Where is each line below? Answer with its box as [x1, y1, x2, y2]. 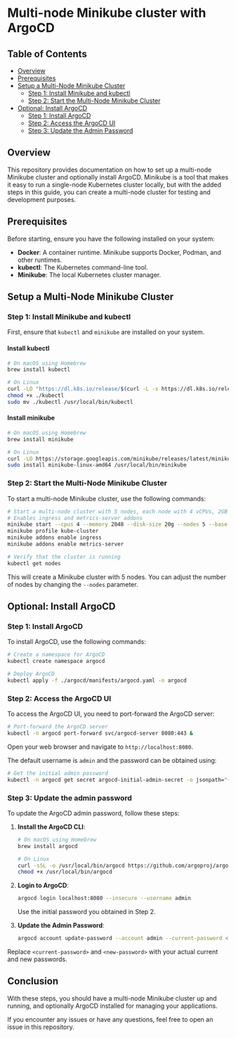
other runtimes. [17, 255, 63, 264]
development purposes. [7, 195, 77, 203]
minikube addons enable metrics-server [7, 540, 124, 548]
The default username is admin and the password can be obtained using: [7, 756, 217, 764]
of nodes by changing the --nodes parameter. [7, 580, 138, 588]
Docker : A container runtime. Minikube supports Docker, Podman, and [17, 248, 221, 256]
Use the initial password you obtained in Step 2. [17, 908, 156, 916]
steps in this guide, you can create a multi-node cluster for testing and [7, 188, 211, 196]
